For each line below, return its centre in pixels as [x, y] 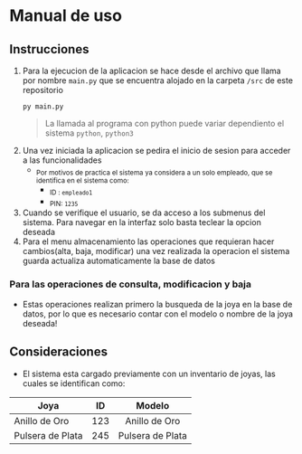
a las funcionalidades [62, 160]
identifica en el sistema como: [82, 180]
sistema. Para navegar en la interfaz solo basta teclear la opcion [142, 222]
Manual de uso [66, 16]
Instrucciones [49, 49]
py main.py [43, 107]
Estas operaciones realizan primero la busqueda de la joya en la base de [157, 304]
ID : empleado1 [71, 192]
